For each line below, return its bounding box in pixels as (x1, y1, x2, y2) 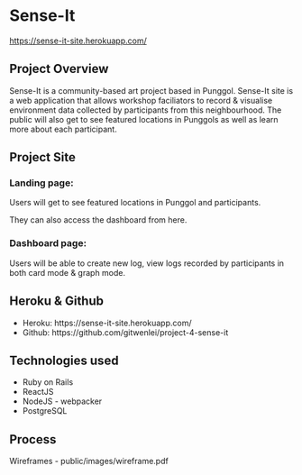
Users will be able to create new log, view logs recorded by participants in (9, 258, 285, 269)
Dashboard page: (9, 237, 87, 250)
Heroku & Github (9, 294, 105, 309)
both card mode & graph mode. (9, 267, 126, 278)
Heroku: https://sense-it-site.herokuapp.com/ (22, 317, 192, 328)
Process (9, 432, 57, 447)
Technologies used (9, 352, 119, 368)
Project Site (9, 150, 77, 165)
